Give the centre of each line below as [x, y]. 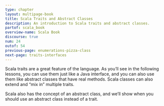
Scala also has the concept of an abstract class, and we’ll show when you [79, 94]
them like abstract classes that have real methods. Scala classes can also [79, 79]
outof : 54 [15, 46]
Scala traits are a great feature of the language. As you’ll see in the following [82, 69]
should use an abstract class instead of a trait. [52, 99]
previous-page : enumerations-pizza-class [48, 50]
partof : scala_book [25, 28]
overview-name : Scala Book [33, 32]
